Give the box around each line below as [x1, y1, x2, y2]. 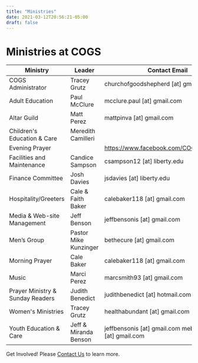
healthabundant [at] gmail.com [104, 308, 190, 316]
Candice [70, 154, 94, 162]
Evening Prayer [9, 144, 51, 152]
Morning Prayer [9, 257, 52, 265]
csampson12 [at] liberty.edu [104, 157, 184, 166]
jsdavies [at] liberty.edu [104, 174, 170, 183]
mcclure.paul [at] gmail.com [104, 97, 182, 105]
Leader [74, 66, 95, 74]
